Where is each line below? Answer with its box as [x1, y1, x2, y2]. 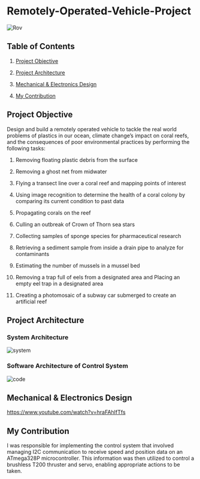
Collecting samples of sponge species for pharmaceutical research [15, 232, 181, 239]
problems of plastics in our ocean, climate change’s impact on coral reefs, [7, 132, 189, 139]
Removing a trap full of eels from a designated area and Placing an [15, 273, 180, 281]
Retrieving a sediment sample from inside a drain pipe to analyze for [15, 244, 184, 251]
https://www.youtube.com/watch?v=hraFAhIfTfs [7, 409, 126, 416]
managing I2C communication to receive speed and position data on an [7, 448, 183, 456]
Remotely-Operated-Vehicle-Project [7, 4, 191, 18]
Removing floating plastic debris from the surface [15, 156, 138, 163]
